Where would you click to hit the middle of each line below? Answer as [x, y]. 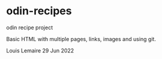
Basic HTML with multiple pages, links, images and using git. [81, 39]
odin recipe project [29, 27]
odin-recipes [39, 11]
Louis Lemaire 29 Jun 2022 [40, 50]
